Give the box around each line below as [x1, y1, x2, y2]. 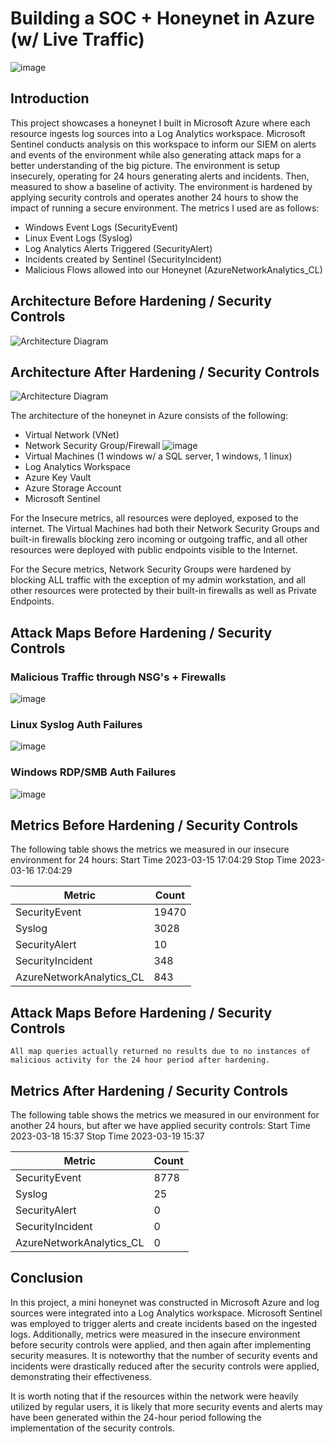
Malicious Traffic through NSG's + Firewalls [10, 670, 227, 684]
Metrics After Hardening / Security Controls [10, 1082, 288, 1099]
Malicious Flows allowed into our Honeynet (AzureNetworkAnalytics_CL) [24, 263, 323, 276]
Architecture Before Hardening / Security [10, 293, 272, 310]
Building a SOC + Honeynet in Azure [10, 7, 315, 30]
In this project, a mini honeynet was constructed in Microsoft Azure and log [10, 1296, 320, 1308]
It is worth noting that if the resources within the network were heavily [10, 1390, 299, 1402]
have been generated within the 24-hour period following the [10, 1411, 262, 1423]
